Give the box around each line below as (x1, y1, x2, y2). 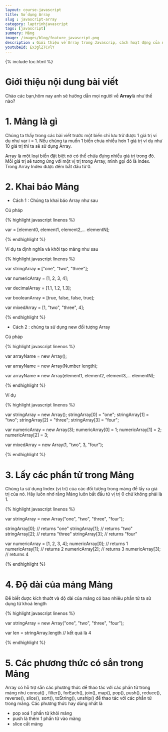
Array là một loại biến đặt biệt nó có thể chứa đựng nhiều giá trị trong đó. (5, 153, 155, 159)
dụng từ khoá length (5, 601, 47, 607)
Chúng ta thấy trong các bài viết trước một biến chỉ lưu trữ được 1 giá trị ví (5, 132, 157, 138)
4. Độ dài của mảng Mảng (5, 579, 113, 590)
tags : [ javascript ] (5, 26, 46, 31)
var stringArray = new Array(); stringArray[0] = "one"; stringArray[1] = (5, 411, 149, 417)
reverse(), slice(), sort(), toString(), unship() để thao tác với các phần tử (5, 695, 152, 701)
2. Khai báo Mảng (5, 181, 79, 192)
